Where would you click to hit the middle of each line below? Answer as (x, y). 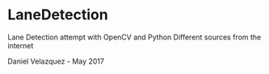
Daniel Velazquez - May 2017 (56, 61)
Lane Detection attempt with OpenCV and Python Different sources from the (134, 37)
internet (21, 45)
